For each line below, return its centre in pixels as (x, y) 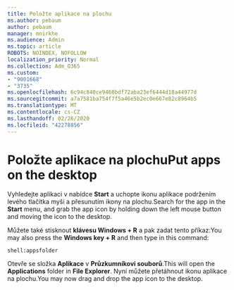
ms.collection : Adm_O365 (44, 66)
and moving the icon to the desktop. (60, 217)
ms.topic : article (34, 46)
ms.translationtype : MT (42, 106)
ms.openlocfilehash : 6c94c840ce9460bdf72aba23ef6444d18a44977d (102, 92)
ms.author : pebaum (34, 20)
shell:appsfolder (33, 251)
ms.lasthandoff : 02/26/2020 (49, 118)
